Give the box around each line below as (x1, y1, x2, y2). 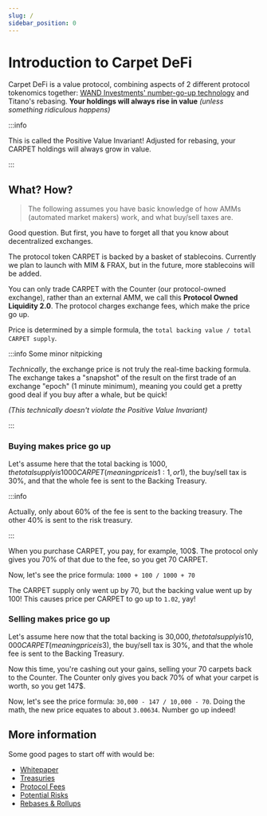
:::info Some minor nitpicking (8, 349, 103, 359)
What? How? (8, 182, 73, 196)
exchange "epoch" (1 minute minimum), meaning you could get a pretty (8, 382, 242, 391)
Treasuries (19, 773, 56, 783)
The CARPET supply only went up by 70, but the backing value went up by (8, 585, 253, 594)
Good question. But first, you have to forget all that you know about (8, 228, 229, 237)
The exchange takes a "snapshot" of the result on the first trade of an (8, 373, 237, 382)
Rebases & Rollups (19, 798, 81, 808)
